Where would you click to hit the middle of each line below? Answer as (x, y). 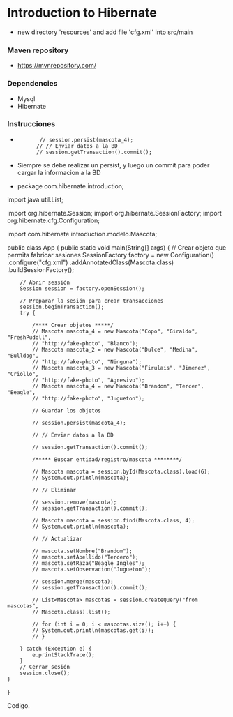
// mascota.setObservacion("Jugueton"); (92, 569)
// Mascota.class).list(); (72, 612)
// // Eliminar (54, 490)
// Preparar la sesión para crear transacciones (92, 301)
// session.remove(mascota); (75, 502)
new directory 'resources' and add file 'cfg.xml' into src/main (105, 32)
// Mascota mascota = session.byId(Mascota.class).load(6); (121, 471)
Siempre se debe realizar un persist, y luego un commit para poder (113, 165)
